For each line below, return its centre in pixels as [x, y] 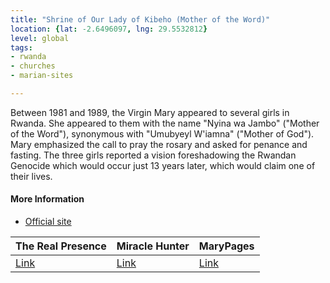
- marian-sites [42, 76]
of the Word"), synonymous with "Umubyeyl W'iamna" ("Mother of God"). [162, 133]
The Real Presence [61, 246]
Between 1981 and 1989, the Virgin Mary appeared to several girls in [150, 112]
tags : [21, 47]
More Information [47, 199]
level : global [40, 38]
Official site [48, 222]
